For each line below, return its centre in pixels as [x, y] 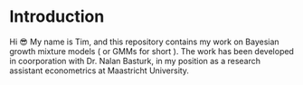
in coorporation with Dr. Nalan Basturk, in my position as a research [135, 61]
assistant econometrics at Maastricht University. [99, 71]
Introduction [57, 17]
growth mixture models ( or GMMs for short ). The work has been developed [151, 51]
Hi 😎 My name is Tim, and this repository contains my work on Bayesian [144, 42]
